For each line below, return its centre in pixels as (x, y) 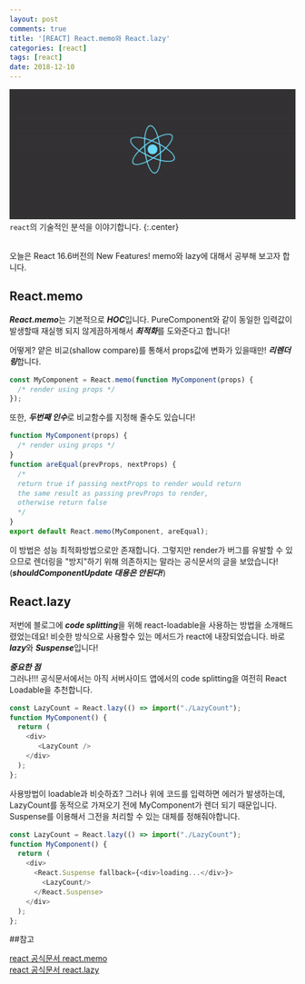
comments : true (38, 29)
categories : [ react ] (49, 48)
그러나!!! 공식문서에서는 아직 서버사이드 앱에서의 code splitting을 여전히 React (148, 678)
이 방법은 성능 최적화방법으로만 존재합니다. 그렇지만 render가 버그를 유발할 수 (147, 550)
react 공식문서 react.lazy (54, 970)
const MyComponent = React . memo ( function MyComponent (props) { (132, 380)
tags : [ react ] (36, 58)
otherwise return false (62, 503)
